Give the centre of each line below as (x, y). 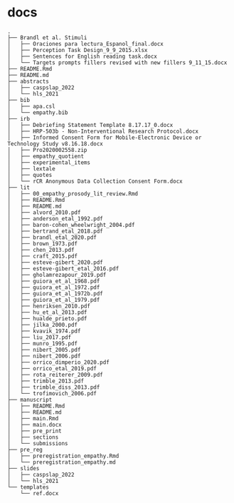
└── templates (28, 487)
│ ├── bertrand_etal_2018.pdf (55, 231)
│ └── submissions (38, 443)
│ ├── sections (33, 437)
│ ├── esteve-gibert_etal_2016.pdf (63, 268)
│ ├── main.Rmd (33, 418)
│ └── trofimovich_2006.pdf (52, 393)
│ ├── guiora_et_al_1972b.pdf (55, 293)
